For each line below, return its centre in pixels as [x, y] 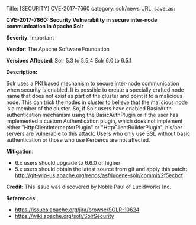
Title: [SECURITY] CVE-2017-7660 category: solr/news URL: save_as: [91, 9]
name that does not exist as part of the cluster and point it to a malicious [94, 96]
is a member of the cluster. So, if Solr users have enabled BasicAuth [89, 108]
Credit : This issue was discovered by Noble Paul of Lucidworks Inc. [89, 187]
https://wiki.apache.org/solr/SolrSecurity [64, 216]
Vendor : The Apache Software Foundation [58, 49]
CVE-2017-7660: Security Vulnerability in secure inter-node [82, 20]
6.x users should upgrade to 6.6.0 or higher [68, 163]
